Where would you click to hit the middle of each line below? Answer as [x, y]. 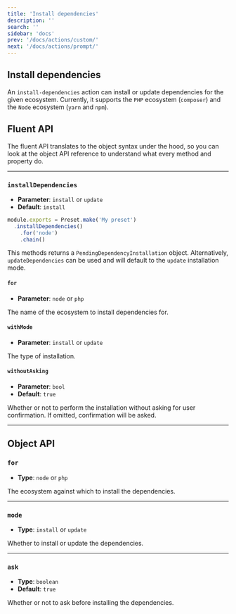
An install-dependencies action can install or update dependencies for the [116, 92]
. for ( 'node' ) [39, 233]
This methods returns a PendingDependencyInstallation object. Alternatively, [118, 253]
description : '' [31, 20]
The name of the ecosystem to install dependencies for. [88, 312]
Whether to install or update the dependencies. [76, 544]
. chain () [33, 239]
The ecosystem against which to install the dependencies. [91, 491]
